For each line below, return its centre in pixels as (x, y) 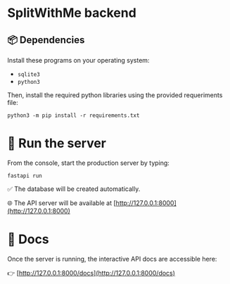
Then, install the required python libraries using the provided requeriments (115, 95)
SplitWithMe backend (72, 13)
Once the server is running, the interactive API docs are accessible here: (112, 259)
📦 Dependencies (46, 40)
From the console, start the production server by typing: (89, 163)
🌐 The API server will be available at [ (62, 203)
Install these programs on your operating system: (78, 60)
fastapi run (25, 175)
